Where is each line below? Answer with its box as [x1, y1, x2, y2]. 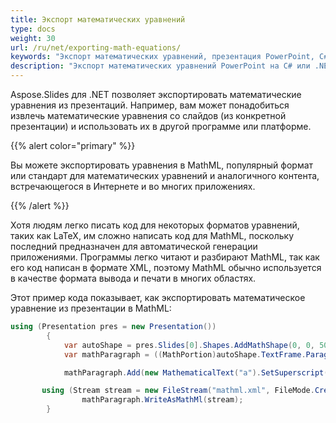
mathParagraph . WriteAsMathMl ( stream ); [81, 395, 244, 405]
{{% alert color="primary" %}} [10, 140, 136, 151]
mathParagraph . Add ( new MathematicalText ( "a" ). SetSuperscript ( [63, 367, 329, 378]
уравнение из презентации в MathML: [10, 302, 172, 314]
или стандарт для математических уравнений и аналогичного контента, [10, 170, 320, 181]
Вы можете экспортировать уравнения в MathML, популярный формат [10, 159, 314, 171]
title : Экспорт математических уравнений [10, 14, 186, 25]
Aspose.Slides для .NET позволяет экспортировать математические [10, 89, 302, 100]
